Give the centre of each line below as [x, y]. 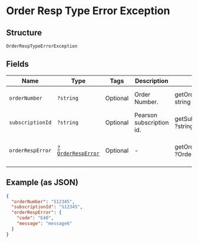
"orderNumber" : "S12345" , [43, 202]
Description [152, 81]
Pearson [146, 115]
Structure [24, 33]
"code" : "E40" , [35, 218]
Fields [18, 64]
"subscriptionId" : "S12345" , [47, 207]
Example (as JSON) [42, 183]
